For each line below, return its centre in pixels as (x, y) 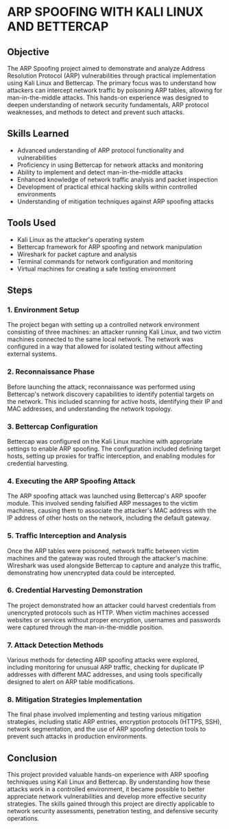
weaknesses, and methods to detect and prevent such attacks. (96, 112)
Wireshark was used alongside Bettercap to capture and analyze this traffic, (114, 565)
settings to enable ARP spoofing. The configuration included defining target (114, 448)
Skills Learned (38, 134)
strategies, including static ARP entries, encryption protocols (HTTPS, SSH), (114, 722)
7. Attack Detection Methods (56, 645)
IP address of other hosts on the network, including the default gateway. (109, 518)
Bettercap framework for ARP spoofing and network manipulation (109, 247)
